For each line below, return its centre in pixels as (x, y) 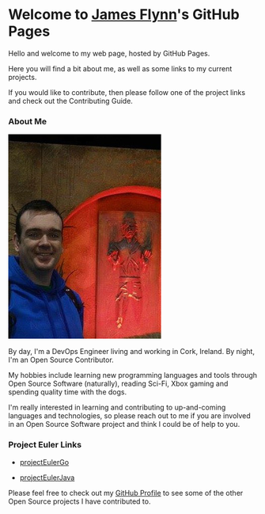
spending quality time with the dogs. (68, 392)
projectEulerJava (47, 478)
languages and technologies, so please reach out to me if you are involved (129, 416)
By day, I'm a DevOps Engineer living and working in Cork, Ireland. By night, (132, 352)
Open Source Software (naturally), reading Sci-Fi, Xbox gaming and (118, 384)
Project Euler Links (45, 445)
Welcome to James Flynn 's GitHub (124, 15)
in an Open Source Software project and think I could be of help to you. (124, 425)
